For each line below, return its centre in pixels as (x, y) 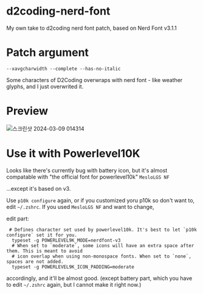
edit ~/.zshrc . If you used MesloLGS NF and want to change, (80, 207)
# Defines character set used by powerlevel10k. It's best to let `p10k (103, 230)
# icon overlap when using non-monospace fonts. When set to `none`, (101, 256)
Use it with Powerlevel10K (73, 154)
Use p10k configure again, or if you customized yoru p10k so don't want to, (101, 200)
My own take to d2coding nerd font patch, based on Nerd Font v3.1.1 (92, 28)
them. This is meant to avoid (45, 251)
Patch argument (48, 53)
